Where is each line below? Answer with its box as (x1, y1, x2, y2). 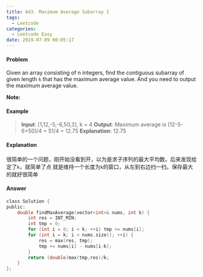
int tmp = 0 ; (28, 221, 61, 227)
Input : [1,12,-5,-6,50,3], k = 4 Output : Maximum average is (21, 121, 167, 128)
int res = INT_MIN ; (28, 215, 77, 221)
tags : (6, 15, 20, 21)
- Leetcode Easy (11, 31, 53, 37)
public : (6, 204, 26, 210)
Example (6, 107, 29, 115)
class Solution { (6, 198, 50, 204)
